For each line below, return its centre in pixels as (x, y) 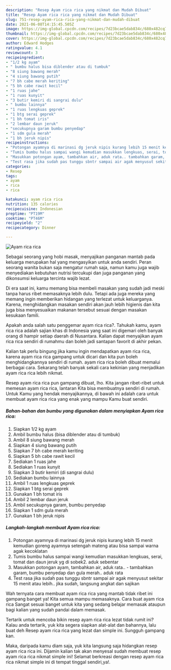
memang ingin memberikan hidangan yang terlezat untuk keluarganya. (79, 299)
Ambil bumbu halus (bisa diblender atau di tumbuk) (66, 434)
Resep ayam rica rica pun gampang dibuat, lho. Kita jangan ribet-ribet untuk (85, 383)
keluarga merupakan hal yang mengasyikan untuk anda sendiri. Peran (79, 262)
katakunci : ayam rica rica (34, 199)
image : (13, 29)
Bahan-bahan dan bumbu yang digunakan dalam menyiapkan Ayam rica (85, 410)
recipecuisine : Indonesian (34, 209)
